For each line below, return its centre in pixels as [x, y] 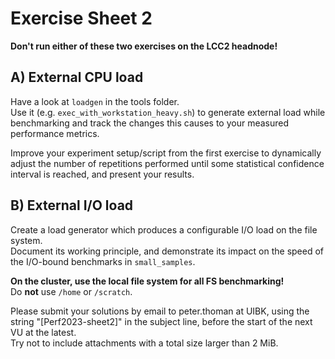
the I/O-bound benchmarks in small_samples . [103, 261]
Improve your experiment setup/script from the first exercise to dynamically [166, 153]
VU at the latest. [43, 332]
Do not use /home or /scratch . [71, 291]
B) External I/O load [72, 205]
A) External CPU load [77, 77]
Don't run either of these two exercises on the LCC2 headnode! [144, 46]
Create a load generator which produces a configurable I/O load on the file [164, 229]
